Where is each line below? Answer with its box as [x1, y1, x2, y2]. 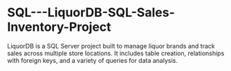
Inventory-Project [7, 19, 112, 35]
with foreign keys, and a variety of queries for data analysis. [7, 56, 178, 64]
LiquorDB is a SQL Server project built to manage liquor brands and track [7, 42, 216, 50]
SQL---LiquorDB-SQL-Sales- [7, 5, 175, 20]
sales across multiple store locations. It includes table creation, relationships [7, 49, 225, 57]
